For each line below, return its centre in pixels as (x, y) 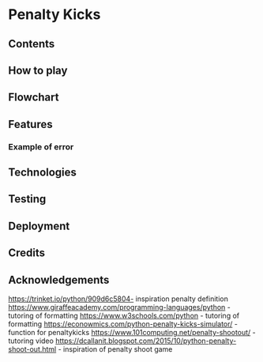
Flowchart (34, 98)
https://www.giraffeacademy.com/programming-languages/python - (120, 307)
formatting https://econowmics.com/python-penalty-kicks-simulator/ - (123, 324)
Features (30, 124)
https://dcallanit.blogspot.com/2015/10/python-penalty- (146, 341)
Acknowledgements (59, 279)
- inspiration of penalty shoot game (115, 349)
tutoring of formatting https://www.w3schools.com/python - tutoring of (124, 316)
